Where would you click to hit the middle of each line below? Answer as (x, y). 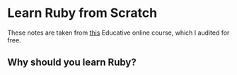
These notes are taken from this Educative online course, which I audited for (118, 33)
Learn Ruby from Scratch (82, 13)
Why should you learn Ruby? (72, 63)
